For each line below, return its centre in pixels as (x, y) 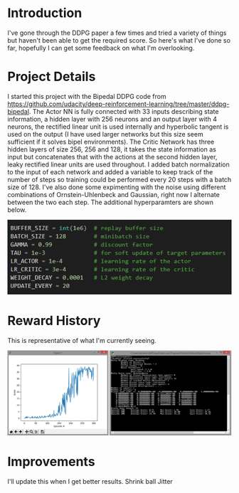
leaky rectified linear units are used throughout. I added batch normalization (118, 164)
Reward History (54, 320)
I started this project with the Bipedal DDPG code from (87, 96)
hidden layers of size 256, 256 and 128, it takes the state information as (112, 149)
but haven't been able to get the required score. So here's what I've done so (119, 40)
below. (17, 210)
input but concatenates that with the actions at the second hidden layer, (112, 157)
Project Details (52, 77)
